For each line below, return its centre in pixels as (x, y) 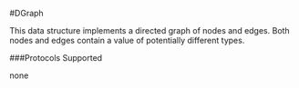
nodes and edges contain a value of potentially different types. (127, 40)
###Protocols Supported (56, 58)
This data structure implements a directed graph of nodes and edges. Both (149, 30)
